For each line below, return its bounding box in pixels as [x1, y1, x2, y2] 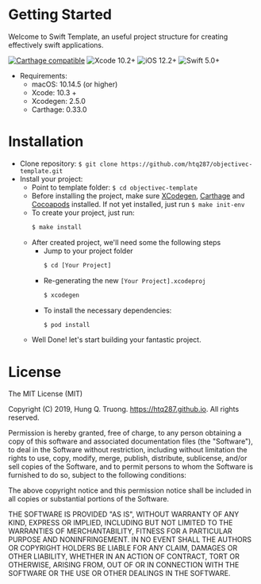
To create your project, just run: [31, 208, 135, 217]
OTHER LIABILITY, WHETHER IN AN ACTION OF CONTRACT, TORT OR [8, 551, 240, 561]
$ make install [31, 223, 82, 231]
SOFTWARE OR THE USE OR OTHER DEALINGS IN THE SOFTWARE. [8, 569, 231, 578]
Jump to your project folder [43, 246, 133, 255]
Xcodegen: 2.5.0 [31, 96, 86, 106]
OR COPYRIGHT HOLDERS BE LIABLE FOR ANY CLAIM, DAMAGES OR [8, 544, 238, 553]
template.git [19, 167, 63, 175]
